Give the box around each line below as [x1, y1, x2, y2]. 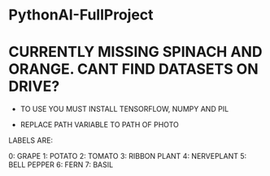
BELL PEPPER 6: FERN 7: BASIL [8, 160, 114, 170]
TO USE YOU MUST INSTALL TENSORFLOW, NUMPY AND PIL [20, 104, 229, 114]
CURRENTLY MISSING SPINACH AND [8, 43, 263, 62]
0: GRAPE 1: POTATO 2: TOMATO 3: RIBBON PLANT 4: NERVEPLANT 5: [8, 152, 247, 161]
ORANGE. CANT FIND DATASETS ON [8, 60, 259, 79]
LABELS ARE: [8, 135, 54, 145]
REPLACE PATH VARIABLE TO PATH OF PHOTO [20, 120, 179, 130]
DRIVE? [8, 77, 60, 96]
